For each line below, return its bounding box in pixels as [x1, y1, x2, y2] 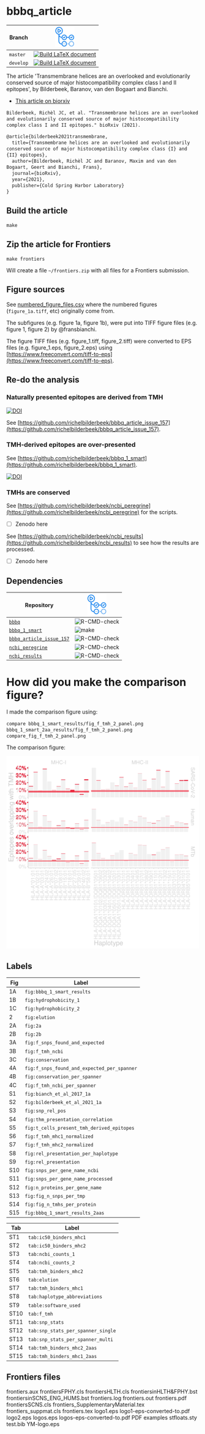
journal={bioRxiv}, [12, 170, 62, 177]
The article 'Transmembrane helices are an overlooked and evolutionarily [6, 72, 191, 80]
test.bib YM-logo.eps [6, 1421, 60, 1428]
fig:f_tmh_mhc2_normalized [24, 1142, 94, 1148]
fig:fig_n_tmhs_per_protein [24, 1201, 97, 1208]
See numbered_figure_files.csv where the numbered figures [6, 301, 157, 308]
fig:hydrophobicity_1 [24, 998, 80, 1004]
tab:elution [28, 1277, 59, 1283]
